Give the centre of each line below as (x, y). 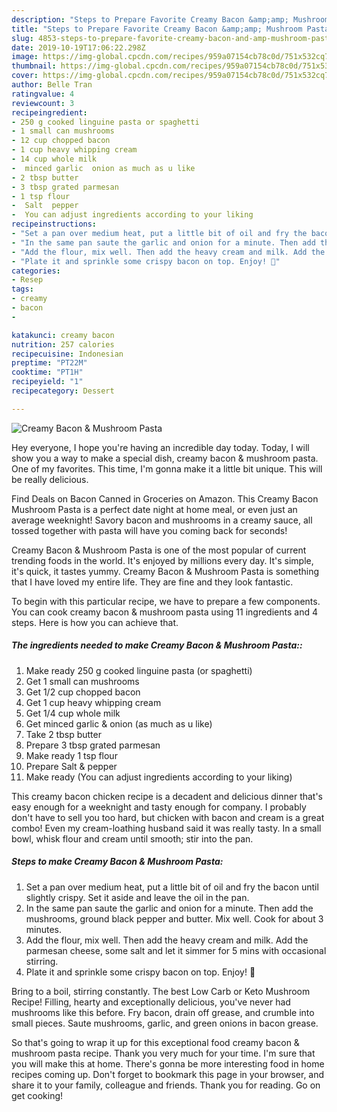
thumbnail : (34, 66)
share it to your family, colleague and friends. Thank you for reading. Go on (166, 1085)
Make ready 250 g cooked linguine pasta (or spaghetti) (139, 670)
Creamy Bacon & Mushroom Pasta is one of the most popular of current (159, 550)
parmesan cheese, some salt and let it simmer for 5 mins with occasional (176, 950)
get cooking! (37, 1095)
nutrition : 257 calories (63, 344)
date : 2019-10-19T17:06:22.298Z (78, 47)
